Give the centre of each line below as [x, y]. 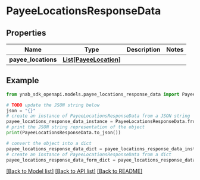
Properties [26, 33]
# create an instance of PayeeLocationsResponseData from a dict [89, 154]
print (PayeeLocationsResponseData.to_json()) [63, 133]
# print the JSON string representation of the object [76, 127]
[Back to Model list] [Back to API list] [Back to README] [74, 171]
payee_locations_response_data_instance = [60, 122]
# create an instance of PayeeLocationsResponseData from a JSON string [98, 116]
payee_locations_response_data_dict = [54, 149]
